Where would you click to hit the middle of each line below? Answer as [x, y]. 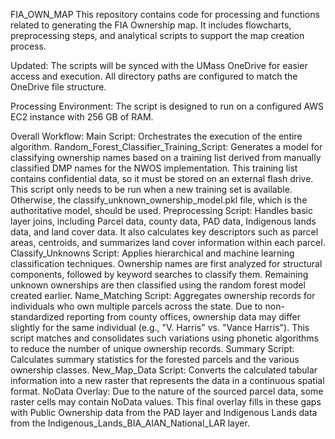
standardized [37, 317]
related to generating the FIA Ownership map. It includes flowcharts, [151, 25]
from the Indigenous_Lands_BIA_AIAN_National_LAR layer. [130, 423]
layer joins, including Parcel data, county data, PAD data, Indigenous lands [163, 221]
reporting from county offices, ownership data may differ [184, 317]
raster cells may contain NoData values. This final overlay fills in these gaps [166, 402]
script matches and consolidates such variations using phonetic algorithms [164, 338]
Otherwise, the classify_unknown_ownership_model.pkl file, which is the [159, 200]
